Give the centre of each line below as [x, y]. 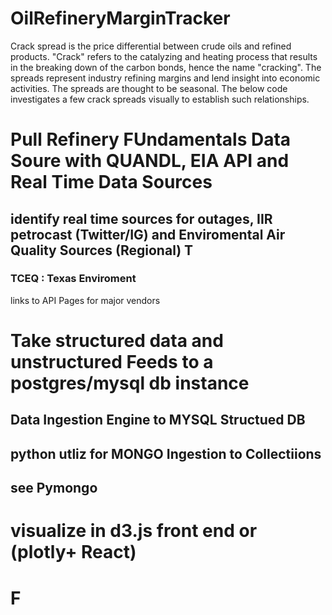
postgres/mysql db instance [130, 383]
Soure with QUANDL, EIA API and [150, 161]
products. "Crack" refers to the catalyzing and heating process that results [164, 56]
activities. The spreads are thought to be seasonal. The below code [149, 88]
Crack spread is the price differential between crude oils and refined [151, 46]
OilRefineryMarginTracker [120, 18]
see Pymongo [54, 488]
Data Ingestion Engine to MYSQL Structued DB [158, 420]
